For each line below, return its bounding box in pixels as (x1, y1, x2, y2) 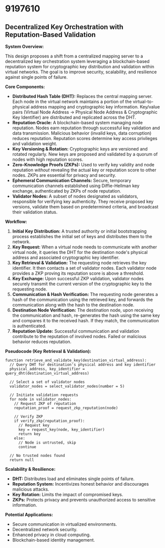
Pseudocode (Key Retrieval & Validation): (5, 349, 91, 354)
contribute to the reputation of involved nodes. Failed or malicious (12, 334, 147, 339)
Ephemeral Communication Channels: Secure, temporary (12, 178, 131, 183)
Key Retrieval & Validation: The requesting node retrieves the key (12, 260, 147, 265)
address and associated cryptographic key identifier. (12, 254, 120, 260)
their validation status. (12, 209, 58, 215)
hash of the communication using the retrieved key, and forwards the (12, 297, 153, 302)
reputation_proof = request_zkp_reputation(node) (14, 405, 119, 410)
